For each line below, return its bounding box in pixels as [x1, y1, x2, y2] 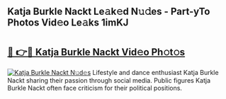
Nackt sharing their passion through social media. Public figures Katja [7, 76, 211, 84]
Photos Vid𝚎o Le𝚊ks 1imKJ [7, 17, 129, 29]
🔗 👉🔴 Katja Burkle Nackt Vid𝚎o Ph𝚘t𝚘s [7, 46, 186, 58]
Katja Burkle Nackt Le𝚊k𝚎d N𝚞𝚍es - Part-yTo [7, 6, 210, 18]
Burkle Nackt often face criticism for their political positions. [7, 84, 183, 92]
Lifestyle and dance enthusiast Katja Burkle [92, 69, 219, 76]
